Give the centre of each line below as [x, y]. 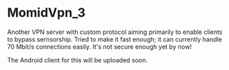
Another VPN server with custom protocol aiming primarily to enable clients [115, 32]
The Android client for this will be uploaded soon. [77, 60]
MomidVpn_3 [46, 13]
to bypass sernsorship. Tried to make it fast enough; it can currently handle [114, 39]
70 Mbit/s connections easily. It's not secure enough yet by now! [100, 46]
